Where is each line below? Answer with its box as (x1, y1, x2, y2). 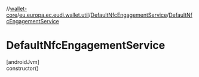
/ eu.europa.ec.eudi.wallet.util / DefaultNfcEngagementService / (17, 11, 169, 19)
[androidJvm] (6, 58, 40, 65)
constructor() (6, 64, 39, 72)
